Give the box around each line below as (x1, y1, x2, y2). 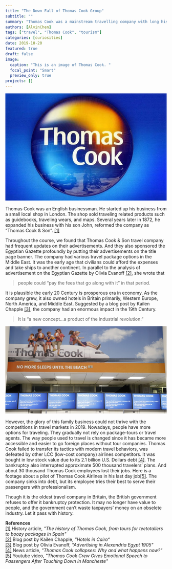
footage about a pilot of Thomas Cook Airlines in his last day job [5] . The (5, 473, 157, 479)
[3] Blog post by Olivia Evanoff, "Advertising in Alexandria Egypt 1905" (5, 542, 154, 548)
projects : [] (5, 78, 33, 84)
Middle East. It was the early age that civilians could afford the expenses (5, 259, 158, 266)
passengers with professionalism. (5, 484, 76, 490)
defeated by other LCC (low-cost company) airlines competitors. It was (5, 451, 155, 457)
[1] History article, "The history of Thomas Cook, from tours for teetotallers (5, 526, 163, 532)
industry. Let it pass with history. (5, 510, 74, 516)
